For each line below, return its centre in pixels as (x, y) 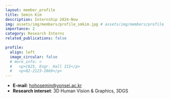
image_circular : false (34, 57)
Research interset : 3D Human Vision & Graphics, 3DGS (70, 91)
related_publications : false (36, 39)
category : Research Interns (35, 34)
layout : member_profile (30, 10)
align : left (23, 52)
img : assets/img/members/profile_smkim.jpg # (54, 24)
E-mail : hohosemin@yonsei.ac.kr (47, 86)
